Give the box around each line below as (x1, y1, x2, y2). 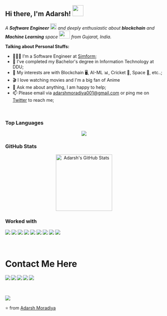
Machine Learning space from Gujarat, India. (5, 34, 111, 40)
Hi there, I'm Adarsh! (5, 10, 71, 18)
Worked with (5, 218, 37, 225)
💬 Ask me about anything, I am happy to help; (12, 84, 106, 90)
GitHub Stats (5, 143, 37, 150)
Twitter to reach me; (12, 97, 54, 103)
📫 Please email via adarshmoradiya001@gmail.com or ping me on (12, 90, 149, 96)
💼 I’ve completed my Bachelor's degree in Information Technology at (12, 58, 154, 64)
